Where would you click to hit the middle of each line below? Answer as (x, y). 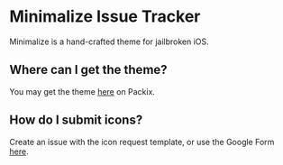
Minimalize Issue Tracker (105, 17)
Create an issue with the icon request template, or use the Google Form (142, 142)
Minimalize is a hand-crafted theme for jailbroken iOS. (109, 41)
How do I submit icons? (76, 120)
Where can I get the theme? (89, 70)
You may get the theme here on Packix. (82, 91)
